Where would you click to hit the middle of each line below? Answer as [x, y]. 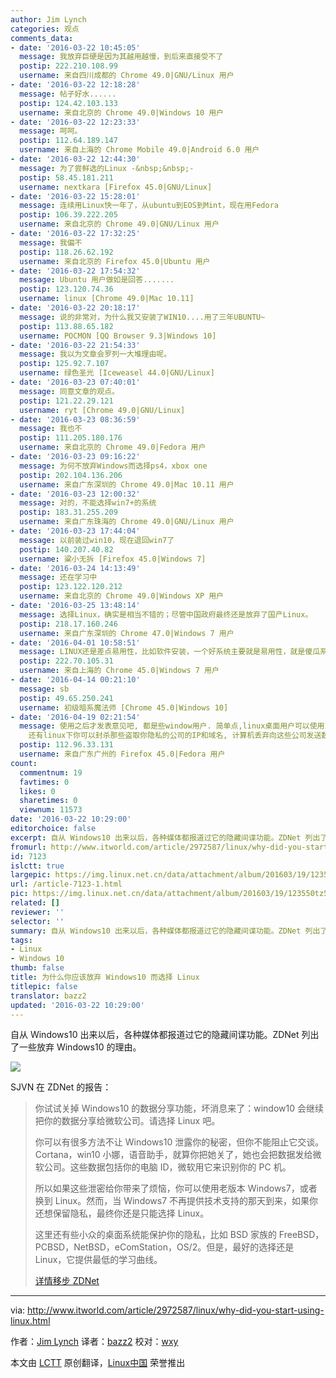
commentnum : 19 [51, 772]
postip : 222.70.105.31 [66, 661]
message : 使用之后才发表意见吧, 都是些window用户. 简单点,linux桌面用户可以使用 [172, 726]
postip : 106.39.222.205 [68, 215]
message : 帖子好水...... [68, 94]
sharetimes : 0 [48, 801]
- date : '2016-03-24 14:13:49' [75, 568]
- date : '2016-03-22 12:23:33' [75, 122]
